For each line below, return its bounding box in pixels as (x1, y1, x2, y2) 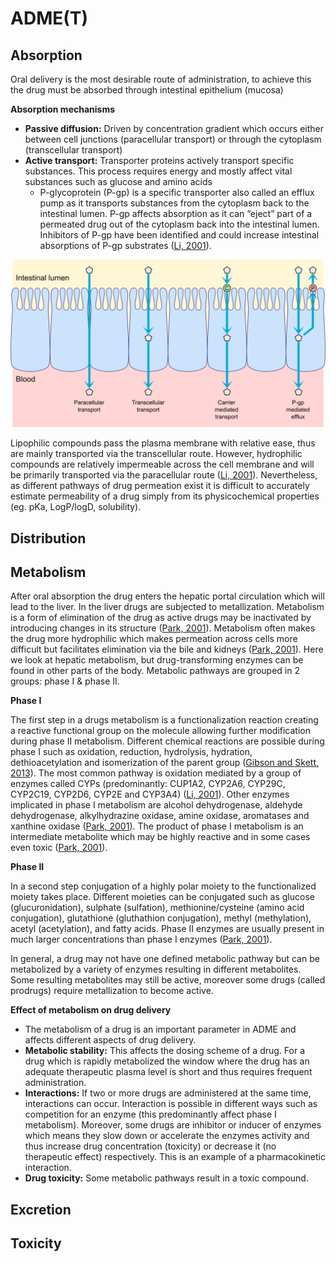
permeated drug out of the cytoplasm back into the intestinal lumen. (39, 218, 320, 230)
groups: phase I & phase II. (10, 675, 120, 687)
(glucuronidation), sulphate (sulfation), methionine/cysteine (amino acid (10, 902, 305, 914)
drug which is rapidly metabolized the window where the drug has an (24, 1055, 310, 1067)
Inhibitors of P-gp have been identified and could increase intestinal (39, 229, 320, 241)
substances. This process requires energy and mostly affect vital (24, 165, 293, 177)
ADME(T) (10, 7, 89, 30)
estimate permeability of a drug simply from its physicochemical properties (10, 490, 320, 502)
